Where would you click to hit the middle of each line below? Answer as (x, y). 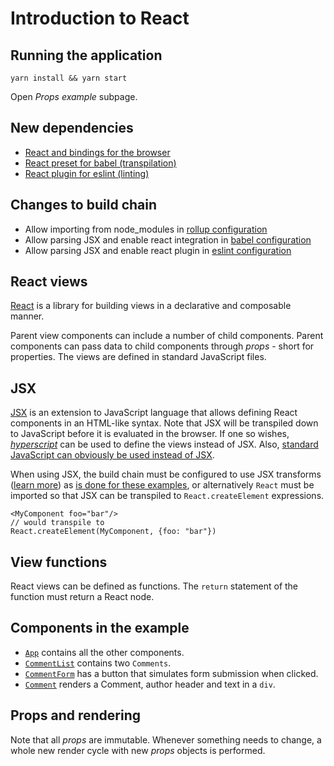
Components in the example (100, 628)
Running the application (86, 55)
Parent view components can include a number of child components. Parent (167, 336)
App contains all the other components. (104, 652)
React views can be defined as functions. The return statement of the (154, 586)
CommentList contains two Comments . (98, 663)
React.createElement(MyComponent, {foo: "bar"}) (113, 532)
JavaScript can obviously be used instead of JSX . (112, 455)
